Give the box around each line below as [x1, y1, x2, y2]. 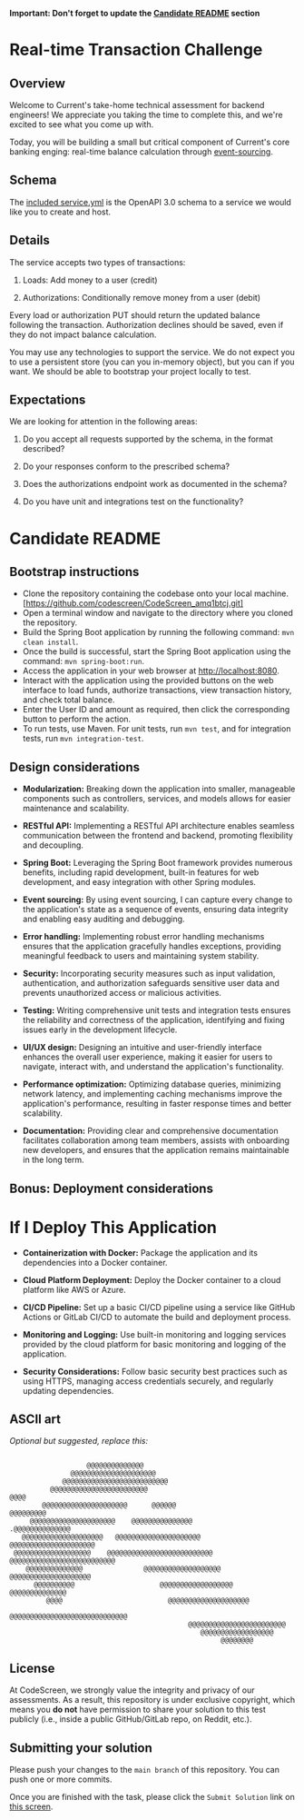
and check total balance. [22, 694, 115, 705]
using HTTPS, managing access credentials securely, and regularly [22, 1376, 274, 1387]
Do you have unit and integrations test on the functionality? [22, 496, 244, 507]
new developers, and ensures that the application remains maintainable [22, 1145, 289, 1156]
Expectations [9, 393, 86, 408]
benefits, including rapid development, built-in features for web [22, 867, 260, 878]
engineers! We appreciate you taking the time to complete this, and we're [9, 109, 283, 120]
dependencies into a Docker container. [22, 1257, 168, 1268]
